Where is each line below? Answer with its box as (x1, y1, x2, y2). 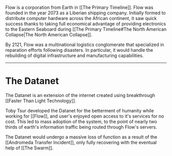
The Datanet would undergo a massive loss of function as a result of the (5, 133, 158, 140)
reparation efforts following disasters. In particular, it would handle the (5, 47, 154, 53)
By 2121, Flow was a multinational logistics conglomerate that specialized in (5, 42, 164, 48)
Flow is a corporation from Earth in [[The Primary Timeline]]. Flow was (5, 5, 154, 10)
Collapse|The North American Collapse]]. (5, 32, 93, 37)
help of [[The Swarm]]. (5, 145, 54, 151)
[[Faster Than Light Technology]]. (5, 98, 76, 104)
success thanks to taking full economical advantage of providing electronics (5, 21, 166, 27)
